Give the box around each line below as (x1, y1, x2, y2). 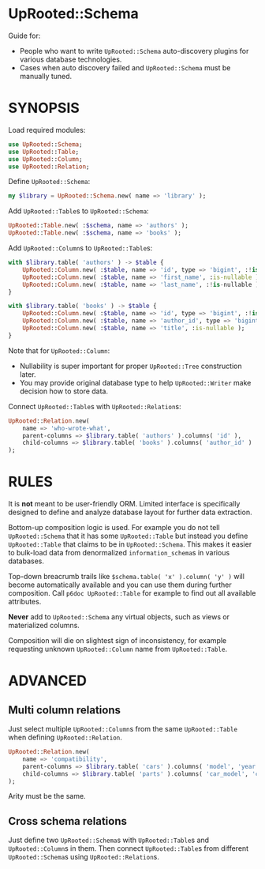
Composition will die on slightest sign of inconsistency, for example (8, 636, 227, 645)
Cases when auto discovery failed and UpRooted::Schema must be (19, 62, 231, 72)
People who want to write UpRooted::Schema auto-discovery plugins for (19, 46, 249, 55)
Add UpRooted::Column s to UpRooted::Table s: (8, 243, 153, 253)
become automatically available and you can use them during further (8, 580, 232, 589)
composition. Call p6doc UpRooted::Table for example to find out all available (8, 589, 256, 598)
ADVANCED (8, 672, 87, 690)
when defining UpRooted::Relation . (8, 732, 122, 743)
